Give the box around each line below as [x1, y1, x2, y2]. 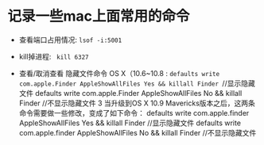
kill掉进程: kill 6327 [18, 52, 89, 61]
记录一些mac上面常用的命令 [7, 7, 190, 25]
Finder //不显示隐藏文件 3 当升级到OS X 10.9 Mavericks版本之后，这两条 [18, 98, 256, 108]
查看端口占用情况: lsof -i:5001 [18, 35, 122, 44]
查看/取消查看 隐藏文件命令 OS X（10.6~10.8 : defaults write [18, 68, 220, 78]
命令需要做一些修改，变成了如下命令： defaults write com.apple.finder [18, 108, 250, 117]
